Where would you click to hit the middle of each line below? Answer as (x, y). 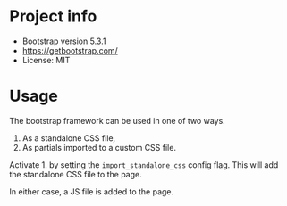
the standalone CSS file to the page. (76, 174)
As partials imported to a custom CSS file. (99, 147)
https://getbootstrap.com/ (70, 50)
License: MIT (46, 60)
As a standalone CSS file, (69, 138)
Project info (53, 16)
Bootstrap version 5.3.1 (64, 41)
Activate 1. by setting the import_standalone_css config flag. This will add (144, 165)
